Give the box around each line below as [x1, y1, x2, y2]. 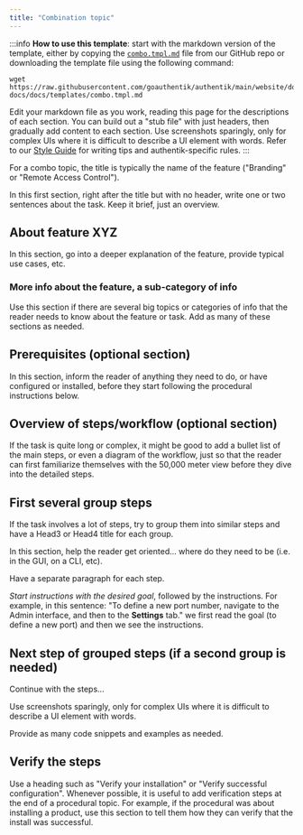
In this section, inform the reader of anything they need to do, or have [9, 371, 268, 382]
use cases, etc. [9, 258, 66, 269]
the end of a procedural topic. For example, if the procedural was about [9, 797, 275, 808]
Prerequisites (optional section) [9, 347, 191, 362]
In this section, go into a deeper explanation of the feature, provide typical [9, 249, 284, 260]
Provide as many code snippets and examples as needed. [9, 728, 224, 738]
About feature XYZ [9, 225, 118, 240]
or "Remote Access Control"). [9, 172, 120, 182]
